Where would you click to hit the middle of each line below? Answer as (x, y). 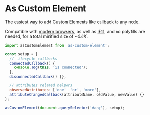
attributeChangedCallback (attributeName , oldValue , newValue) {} (77, 94)
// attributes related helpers (41, 85)
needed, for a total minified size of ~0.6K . (47, 36)
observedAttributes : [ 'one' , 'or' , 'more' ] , (55, 90)
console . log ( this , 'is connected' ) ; (51, 68)
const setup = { (21, 54)
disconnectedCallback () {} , (38, 77)
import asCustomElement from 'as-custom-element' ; (57, 45)
